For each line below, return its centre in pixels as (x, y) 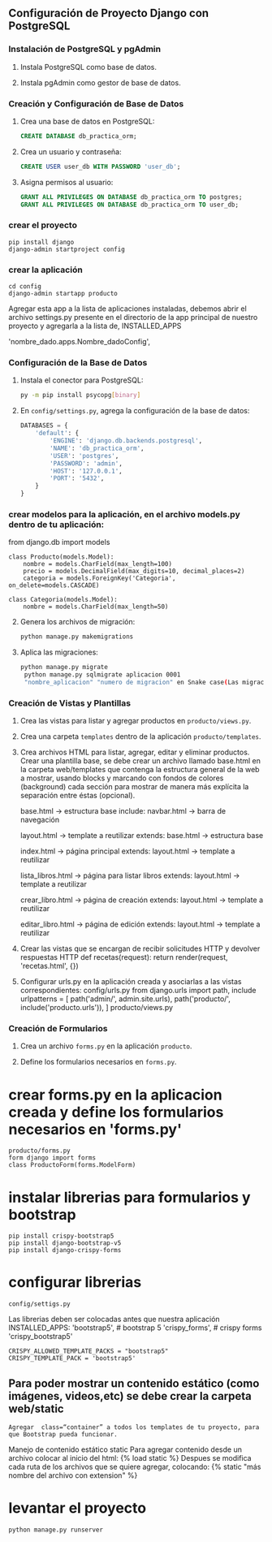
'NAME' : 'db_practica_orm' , (97, 448)
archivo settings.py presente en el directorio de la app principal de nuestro (133, 317)
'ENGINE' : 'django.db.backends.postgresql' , (126, 441)
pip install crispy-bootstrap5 (61, 1236)
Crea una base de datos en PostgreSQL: (87, 121)
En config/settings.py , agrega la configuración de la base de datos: (135, 411)
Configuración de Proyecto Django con (109, 13)
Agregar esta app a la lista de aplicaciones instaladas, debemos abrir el (128, 309)
